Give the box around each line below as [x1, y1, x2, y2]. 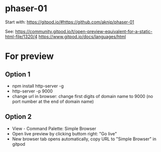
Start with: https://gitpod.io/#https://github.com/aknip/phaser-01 [5, 19, 135, 25]
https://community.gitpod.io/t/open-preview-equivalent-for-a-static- [15, 28, 153, 34]
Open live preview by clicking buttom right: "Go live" [12, 131, 117, 136]
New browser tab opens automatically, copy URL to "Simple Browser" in [12, 136, 157, 142]
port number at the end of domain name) [12, 98, 94, 104]
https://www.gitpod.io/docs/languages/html [38, 34, 126, 39]
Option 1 [5, 70, 31, 78]
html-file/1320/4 [5, 34, 37, 39]
